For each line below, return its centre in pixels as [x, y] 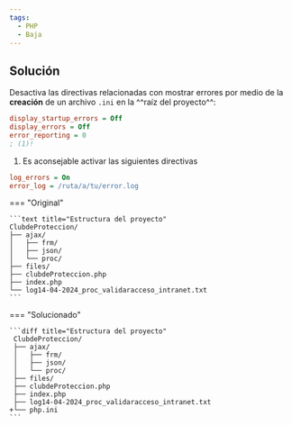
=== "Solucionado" [45, 315]
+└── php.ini [34, 411]
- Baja [30, 34]
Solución [35, 71]
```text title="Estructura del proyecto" [88, 220]
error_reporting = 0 [48, 135]
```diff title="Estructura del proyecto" [88, 331]
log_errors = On [40, 177]
